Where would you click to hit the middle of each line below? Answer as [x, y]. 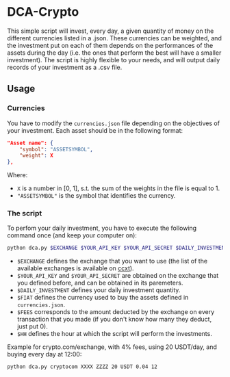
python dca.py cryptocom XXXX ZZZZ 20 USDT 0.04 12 [82, 367]
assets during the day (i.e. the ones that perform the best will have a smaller [114, 53]
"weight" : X [36, 156]
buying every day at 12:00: [44, 354]
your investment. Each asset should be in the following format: [95, 130]
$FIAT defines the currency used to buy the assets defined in [103, 298]
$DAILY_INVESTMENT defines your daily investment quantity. [99, 290]
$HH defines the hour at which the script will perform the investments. [114, 334]
